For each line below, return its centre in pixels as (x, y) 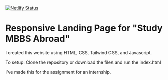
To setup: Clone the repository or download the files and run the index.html (83, 62)
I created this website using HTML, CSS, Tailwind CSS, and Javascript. (79, 52)
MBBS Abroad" (38, 39)
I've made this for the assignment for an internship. (58, 72)
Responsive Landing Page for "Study (84, 28)
